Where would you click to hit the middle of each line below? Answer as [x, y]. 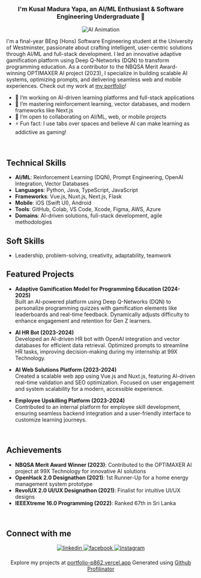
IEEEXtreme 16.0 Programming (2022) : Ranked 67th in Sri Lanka [95, 503]
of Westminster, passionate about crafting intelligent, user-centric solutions [99, 48]
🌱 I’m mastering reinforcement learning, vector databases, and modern [102, 104]
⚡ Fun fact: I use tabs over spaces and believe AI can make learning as [102, 124]
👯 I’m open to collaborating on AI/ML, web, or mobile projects [91, 117]
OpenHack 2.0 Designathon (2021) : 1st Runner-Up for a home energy [102, 478]
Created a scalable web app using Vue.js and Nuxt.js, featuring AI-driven [105, 376]
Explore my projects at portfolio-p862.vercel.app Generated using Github [101, 563]
